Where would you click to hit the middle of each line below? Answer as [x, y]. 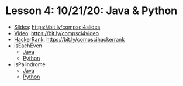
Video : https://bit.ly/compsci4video [56, 33]
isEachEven [28, 46]
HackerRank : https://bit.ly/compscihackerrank [69, 39]
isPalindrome [30, 64]
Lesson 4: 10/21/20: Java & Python [91, 11]
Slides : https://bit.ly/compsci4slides [57, 27]
